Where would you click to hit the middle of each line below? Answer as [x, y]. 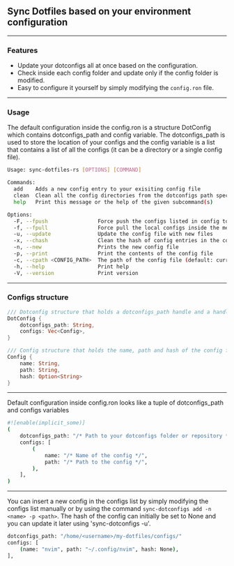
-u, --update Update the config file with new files [114, 234]
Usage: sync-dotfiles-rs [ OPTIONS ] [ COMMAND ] [74, 170]
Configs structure [38, 297]
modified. [31, 80]
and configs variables [38, 410]
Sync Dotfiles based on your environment [99, 12]
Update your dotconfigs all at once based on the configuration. [108, 66]
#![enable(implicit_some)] [46, 423]
